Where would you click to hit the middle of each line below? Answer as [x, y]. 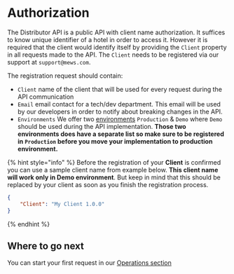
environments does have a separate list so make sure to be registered [121, 134]
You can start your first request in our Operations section [89, 263]
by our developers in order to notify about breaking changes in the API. [120, 111]
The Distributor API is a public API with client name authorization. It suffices [116, 32]
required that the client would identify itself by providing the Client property [117, 47]
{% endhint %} [29, 224]
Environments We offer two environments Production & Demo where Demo [120, 119]
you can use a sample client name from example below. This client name [113, 170]
